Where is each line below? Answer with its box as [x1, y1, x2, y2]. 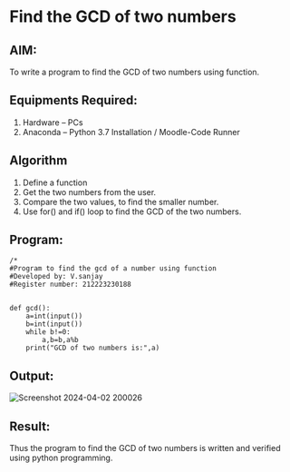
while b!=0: [25, 328, 71, 337]
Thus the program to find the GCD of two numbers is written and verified [9, 443, 281, 454]
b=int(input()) [25, 320, 83, 329]
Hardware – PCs [22, 116, 83, 128]
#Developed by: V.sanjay [9, 272, 103, 281]
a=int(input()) [25, 311, 83, 321]
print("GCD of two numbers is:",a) [25, 343, 160, 353]
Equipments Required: [9, 93, 138, 108]
